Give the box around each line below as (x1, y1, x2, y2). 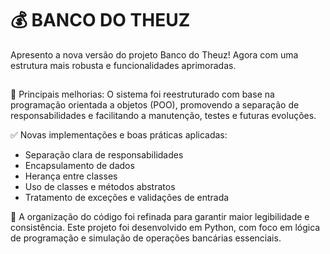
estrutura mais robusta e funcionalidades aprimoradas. (10, 59, 237, 71)
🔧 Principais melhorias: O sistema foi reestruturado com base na (10, 88, 275, 101)
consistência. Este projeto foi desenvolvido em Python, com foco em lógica (10, 222, 321, 234)
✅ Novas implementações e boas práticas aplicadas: (10, 129, 228, 141)
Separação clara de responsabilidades (24, 149, 184, 161)
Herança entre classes (24, 170, 118, 182)
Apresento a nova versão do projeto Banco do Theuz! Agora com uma (10, 48, 299, 61)
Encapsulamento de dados (24, 160, 135, 172)
